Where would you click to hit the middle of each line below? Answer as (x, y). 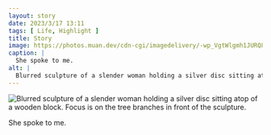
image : (19, 46)
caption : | (27, 53)
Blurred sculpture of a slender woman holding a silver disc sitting (135, 76)
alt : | (19, 68)
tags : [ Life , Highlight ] (54, 31)
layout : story (32, 16)
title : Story (30, 38)
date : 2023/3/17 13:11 (46, 23)
